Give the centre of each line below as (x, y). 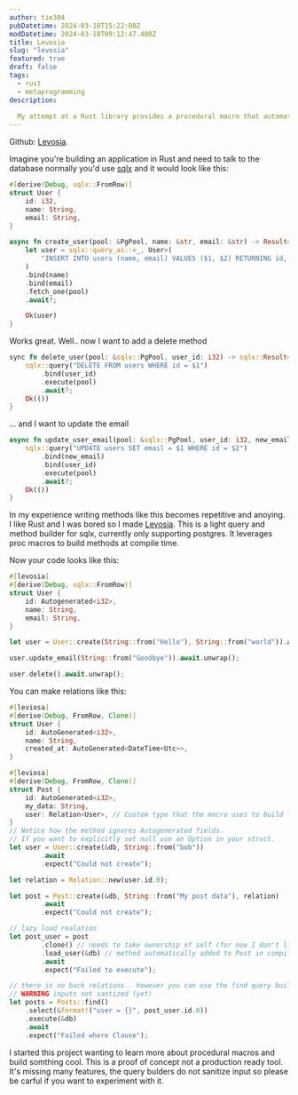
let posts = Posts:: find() (59, 1003)
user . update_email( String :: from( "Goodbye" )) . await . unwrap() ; (125, 658)
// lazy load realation (53, 929)
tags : (19, 75)
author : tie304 (37, 17)
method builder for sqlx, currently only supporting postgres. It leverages (141, 534)
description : (33, 100)
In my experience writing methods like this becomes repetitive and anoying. (147, 515)
